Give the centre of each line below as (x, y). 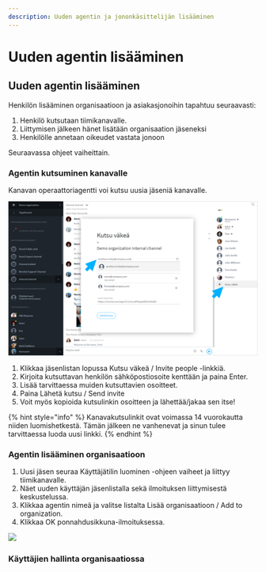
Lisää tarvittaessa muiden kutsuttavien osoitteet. (99, 384)
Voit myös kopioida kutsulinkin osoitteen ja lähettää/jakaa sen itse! (127, 402)
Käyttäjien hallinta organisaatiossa (76, 559)
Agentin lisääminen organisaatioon (77, 454)
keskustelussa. (44, 497)
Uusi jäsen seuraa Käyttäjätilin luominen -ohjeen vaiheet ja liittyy (125, 472)
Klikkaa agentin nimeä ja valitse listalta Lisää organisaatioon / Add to (131, 506)
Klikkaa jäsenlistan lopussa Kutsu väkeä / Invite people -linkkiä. (122, 368)
